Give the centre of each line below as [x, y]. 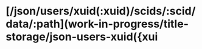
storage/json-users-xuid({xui [82, 37]
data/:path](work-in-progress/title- [97, 24]
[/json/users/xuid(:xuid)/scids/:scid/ [101, 11]
